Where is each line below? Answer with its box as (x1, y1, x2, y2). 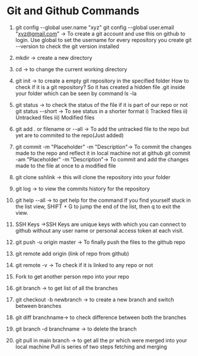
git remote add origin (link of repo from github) (15, 250, 129, 257)
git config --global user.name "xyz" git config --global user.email (15, 24, 174, 31)
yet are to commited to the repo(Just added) (15, 132, 124, 139)
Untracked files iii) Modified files (15, 114, 95, 121)
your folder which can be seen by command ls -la (15, 90, 137, 97)
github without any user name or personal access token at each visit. (15, 227, 184, 234)
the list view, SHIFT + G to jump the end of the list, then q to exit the (15, 203, 181, 210)
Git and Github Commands (7, 4, 140, 18)
